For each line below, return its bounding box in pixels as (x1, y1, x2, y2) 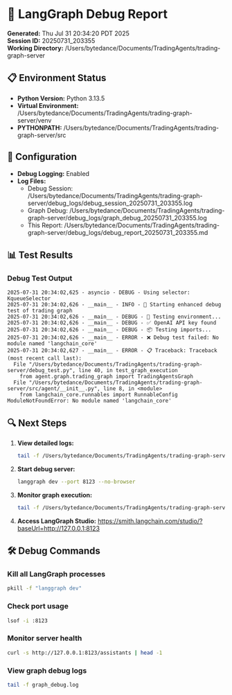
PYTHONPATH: (17, 123, 62, 132)
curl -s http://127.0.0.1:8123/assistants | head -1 (7, 649, 163, 656)
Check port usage (7, 601, 69, 611)
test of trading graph (7, 308, 73, 315)
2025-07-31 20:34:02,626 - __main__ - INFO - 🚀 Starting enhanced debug (7, 301, 222, 308)
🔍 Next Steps (7, 417, 67, 429)
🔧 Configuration (7, 151, 78, 163)
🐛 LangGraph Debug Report (7, 6, 168, 22)
